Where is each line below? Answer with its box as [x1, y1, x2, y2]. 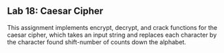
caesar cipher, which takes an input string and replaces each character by [7, 31, 217, 39]
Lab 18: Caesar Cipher [7, 5, 104, 17]
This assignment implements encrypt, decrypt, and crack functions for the [7, 23, 218, 31]
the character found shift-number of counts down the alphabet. [7, 37, 187, 46]
